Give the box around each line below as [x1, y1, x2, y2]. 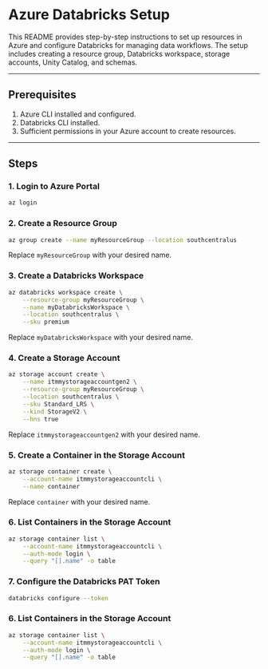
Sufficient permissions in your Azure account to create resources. [19, 126, 237, 136]
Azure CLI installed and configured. [19, 109, 137, 119]
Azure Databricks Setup [8, 6, 170, 24]
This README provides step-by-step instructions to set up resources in [8, 32, 243, 42]
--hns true [22, 415, 59, 423]
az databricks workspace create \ [8, 288, 124, 296]
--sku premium [22, 318, 69, 327]
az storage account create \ [8, 370, 105, 378]
